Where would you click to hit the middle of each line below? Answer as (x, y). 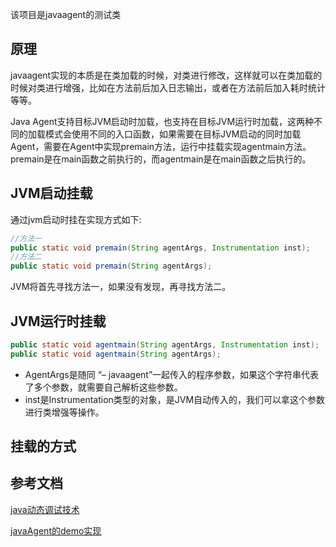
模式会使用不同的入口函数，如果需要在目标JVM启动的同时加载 (173, 134)
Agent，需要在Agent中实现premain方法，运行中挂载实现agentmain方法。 (161, 146)
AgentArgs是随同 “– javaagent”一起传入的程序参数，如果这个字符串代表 (172, 374)
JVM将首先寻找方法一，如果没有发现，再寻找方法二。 (121, 287)
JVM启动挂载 (51, 193)
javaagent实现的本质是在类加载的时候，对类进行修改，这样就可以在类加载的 (166, 75)
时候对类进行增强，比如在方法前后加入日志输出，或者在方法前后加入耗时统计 (168, 87)
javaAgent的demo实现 (56, 530)
